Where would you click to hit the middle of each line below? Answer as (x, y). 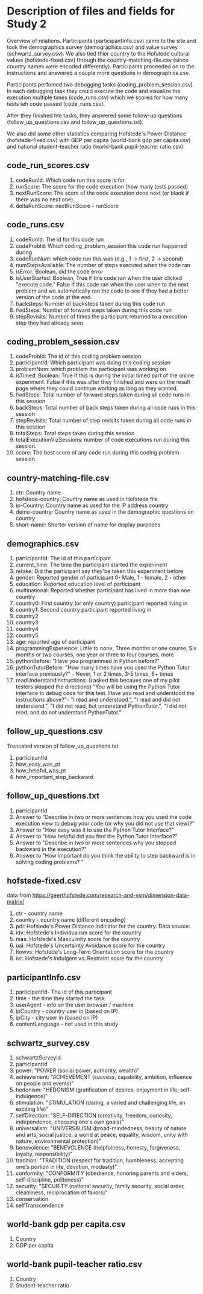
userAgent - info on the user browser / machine (75, 1005)
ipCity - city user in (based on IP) (57, 1018)
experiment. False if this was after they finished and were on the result (103, 382)
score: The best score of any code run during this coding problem (97, 453)
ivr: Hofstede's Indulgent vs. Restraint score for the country (89, 959)
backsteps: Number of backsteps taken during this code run (90, 303)
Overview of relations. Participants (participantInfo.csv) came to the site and (101, 40)
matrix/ (16, 902)
